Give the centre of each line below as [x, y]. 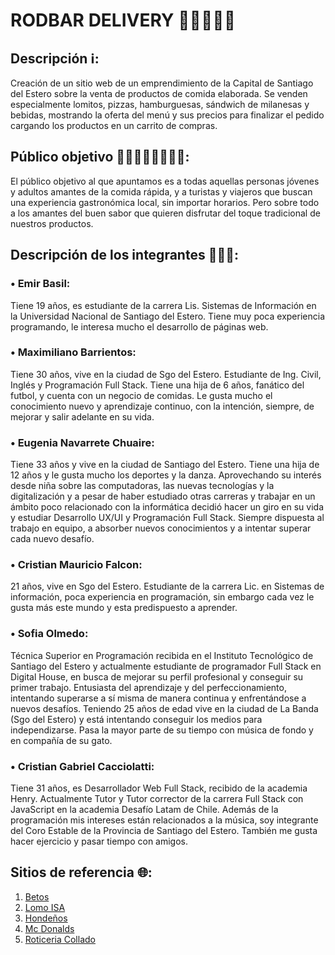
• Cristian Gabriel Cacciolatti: [82, 766]
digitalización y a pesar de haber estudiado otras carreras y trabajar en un [163, 496]
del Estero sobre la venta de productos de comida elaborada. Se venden [159, 93]
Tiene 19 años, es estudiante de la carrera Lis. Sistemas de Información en [163, 305]
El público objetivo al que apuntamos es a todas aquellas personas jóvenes [165, 181]
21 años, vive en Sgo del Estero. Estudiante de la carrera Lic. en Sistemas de [167, 586]
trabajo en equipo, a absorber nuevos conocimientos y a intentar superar [161, 528]
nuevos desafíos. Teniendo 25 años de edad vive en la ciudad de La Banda [164, 708]
